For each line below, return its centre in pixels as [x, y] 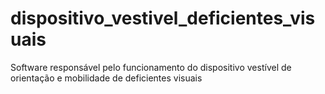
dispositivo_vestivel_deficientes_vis [163, 18]
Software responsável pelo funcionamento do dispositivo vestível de [151, 67]
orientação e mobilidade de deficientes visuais [106, 78]
